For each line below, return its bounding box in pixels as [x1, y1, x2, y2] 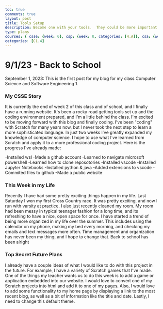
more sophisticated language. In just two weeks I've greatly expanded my [5, 129, 152, 135]
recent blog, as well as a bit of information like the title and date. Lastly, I [5, 293, 149, 299]
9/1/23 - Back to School [5, 59, 101, 70]
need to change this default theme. [5, 298, 75, 304]
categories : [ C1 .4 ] [5, 39, 45, 44]
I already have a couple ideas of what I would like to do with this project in [5, 262, 153, 268]
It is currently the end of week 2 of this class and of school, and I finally [5, 104, 148, 109]
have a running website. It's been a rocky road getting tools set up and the [5, 108, 154, 114]
